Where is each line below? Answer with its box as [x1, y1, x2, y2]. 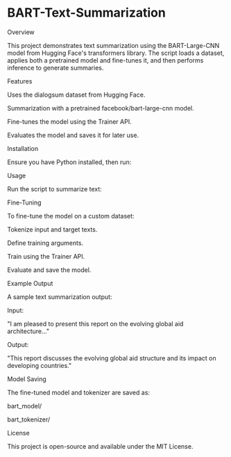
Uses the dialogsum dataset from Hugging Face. [7, 90, 146, 99]
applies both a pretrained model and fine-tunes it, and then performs [7, 56, 204, 64]
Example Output [7, 279, 53, 287]
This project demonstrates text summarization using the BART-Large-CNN [7, 41, 220, 49]
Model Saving [7, 374, 46, 383]
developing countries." [7, 361, 72, 369]
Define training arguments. [7, 239, 84, 247]
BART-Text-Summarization [7, 5, 166, 21]
